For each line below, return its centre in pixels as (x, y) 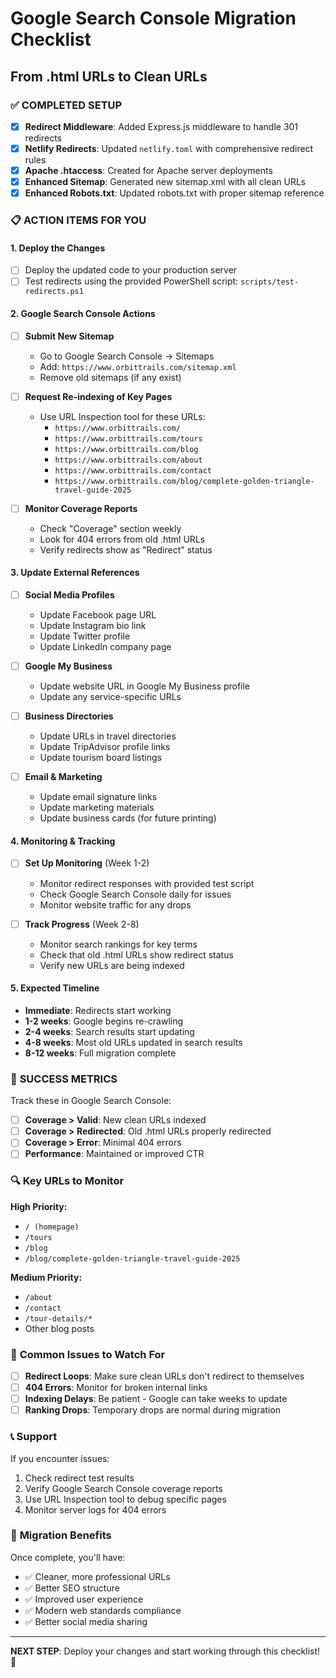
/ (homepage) (52, 1227)
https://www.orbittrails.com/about (128, 460)
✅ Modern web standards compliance (103, 1610)
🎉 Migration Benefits (61, 1535)
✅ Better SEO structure (72, 1588)
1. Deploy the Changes (58, 248)
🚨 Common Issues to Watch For (88, 1354)
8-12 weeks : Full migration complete (100, 1053)
